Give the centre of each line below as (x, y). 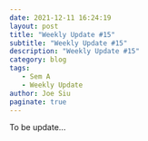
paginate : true (38, 102)
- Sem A (36, 77)
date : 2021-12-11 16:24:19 (60, 18)
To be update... (38, 127)
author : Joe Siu (40, 93)
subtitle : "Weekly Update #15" (69, 43)
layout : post (34, 26)
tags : (20, 69)
